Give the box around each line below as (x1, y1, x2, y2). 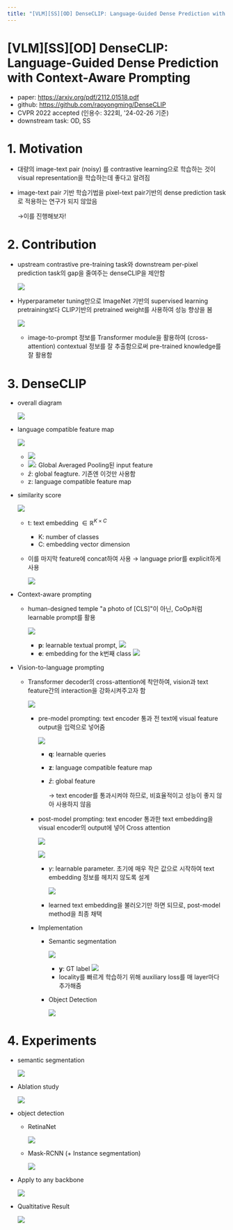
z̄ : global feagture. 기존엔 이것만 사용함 (27, 469, 136, 478)
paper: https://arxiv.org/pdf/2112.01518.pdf (17, 93, 139, 101)
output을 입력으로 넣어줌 (38, 723, 106, 731)
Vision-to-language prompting (17, 663, 104, 672)
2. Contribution (7, 236, 97, 252)
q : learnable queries (48, 750, 106, 758)
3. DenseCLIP (7, 375, 87, 391)
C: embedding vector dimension (38, 540, 130, 549)
